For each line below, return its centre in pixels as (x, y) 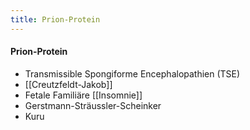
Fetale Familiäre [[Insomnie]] (83, 95)
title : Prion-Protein (55, 19)
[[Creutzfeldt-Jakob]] (68, 84)
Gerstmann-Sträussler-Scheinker (93, 105)
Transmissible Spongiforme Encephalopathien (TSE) (132, 73)
